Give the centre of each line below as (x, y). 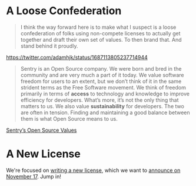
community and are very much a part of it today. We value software (102, 75)
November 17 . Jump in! (34, 176)
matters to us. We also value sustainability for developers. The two (102, 106)
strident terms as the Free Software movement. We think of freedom (103, 87)
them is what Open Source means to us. (69, 118)
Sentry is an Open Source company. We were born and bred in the (101, 68)
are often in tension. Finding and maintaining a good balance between (105, 112)
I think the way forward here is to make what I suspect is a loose (98, 27)
